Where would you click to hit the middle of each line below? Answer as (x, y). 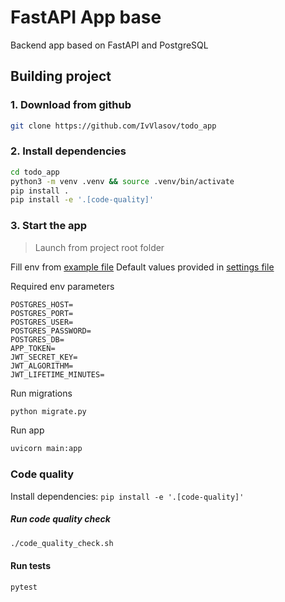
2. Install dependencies (68, 151)
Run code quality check (60, 519)
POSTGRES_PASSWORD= (51, 331)
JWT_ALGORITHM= (42, 366)
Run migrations (41, 393)
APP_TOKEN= (33, 348)
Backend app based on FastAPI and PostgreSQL (109, 45)
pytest (24, 587)
